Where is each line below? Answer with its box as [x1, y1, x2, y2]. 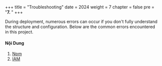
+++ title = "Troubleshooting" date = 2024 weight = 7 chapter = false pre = [5, 4, 155, 10]
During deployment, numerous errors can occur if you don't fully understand [5, 19, 158, 24]
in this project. [5, 29, 34, 34]
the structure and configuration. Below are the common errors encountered [5, 24, 156, 30]
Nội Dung [5, 40, 24, 46]
